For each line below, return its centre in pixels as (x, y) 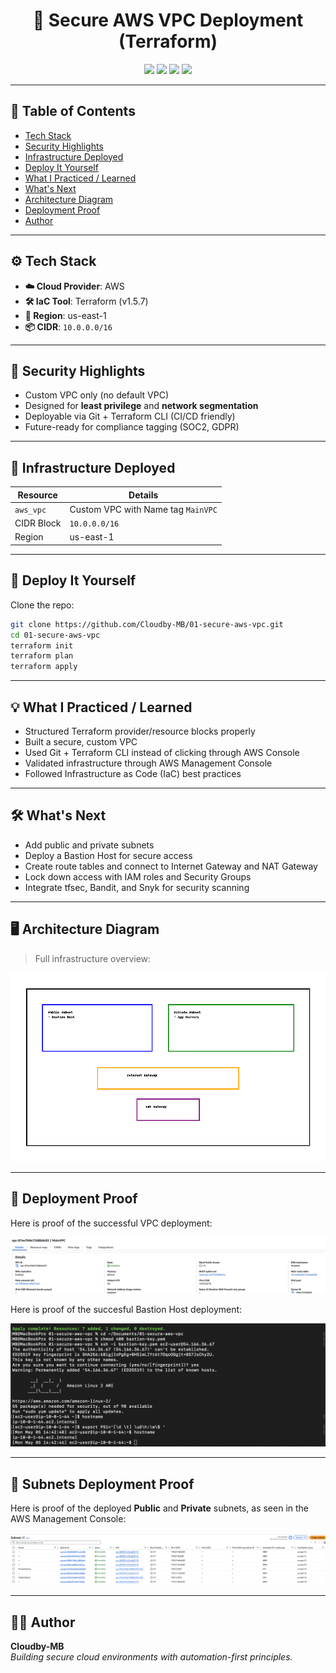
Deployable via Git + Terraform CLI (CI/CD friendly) (130, 416)
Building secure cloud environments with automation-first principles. (151, 1657)
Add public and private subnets (89, 845)
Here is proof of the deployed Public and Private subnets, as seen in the (160, 1508)
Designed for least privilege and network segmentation (141, 406)
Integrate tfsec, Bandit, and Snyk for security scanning (137, 887)
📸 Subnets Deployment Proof (102, 1484)
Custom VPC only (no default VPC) (97, 395)
